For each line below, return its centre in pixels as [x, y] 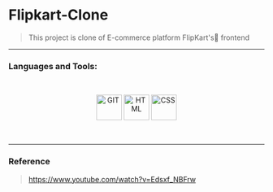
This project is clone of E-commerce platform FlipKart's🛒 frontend [139, 37]
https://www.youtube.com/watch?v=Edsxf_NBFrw [112, 179]
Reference [29, 162]
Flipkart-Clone [58, 15]
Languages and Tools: [53, 66]
